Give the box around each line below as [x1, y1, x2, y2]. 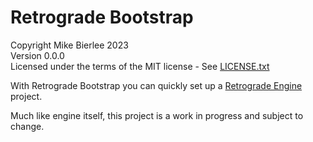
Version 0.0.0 [10, 49, 65, 61]
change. [10, 120, 45, 132]
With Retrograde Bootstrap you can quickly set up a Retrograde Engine [10, 79, 303, 91]
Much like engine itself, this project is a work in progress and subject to [10, 109, 304, 121]
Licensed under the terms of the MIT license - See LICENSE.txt [10, 60, 270, 72]
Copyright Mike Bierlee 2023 [10, 39, 129, 51]
